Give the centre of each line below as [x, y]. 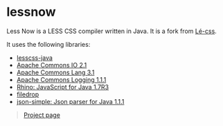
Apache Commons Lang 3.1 [55, 72]
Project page [42, 115]
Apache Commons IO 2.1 [52, 65]
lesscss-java [35, 57]
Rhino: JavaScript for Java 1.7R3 [63, 87]
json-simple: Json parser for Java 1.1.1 [70, 101]
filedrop [28, 94]
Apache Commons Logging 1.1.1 [61, 79]
